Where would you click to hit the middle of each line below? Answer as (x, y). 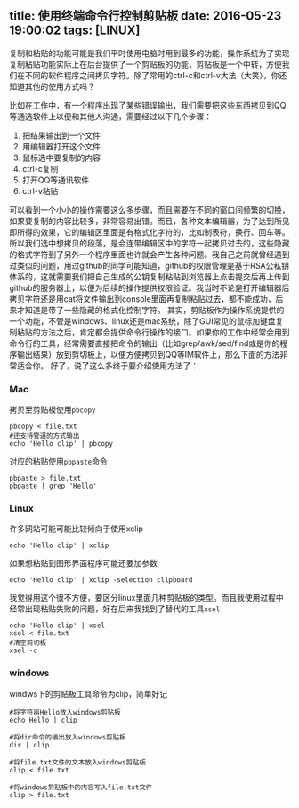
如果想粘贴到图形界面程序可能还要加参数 (83, 563)
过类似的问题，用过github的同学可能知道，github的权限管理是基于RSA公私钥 (149, 265)
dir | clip (29, 745)
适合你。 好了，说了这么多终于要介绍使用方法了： (107, 365)
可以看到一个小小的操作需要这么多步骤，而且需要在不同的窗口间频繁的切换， (149, 210)
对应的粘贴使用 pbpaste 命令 (59, 462)
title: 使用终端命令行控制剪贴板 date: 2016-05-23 (145, 16)
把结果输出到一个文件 (61, 135)
